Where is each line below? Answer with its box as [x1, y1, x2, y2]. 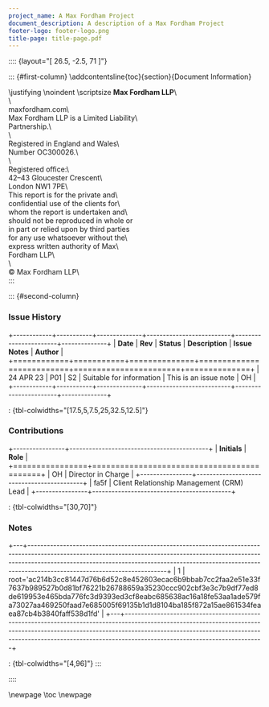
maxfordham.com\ [8, 105, 70, 114]
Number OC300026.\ [8, 147, 79, 157]
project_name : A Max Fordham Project [8, 11, 135, 20]
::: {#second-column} [8, 291, 79, 301]
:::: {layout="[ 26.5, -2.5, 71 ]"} [8, 56, 108, 66]
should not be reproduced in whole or [8, 216, 133, 225]
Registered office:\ [8, 164, 70, 174]
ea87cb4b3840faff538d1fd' [8, 609, 100, 618]
